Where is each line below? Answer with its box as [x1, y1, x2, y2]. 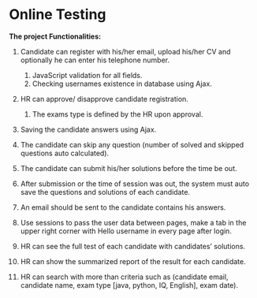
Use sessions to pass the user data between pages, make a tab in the [20, 218, 247, 227]
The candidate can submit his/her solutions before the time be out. [20, 163, 237, 173]
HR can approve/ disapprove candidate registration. [20, 94, 188, 103]
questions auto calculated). [20, 148, 110, 158]
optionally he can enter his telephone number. [20, 55, 170, 65]
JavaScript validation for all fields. [32, 70, 143, 80]
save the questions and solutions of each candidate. [20, 187, 191, 196]
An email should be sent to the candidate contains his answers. [20, 203, 226, 212]
